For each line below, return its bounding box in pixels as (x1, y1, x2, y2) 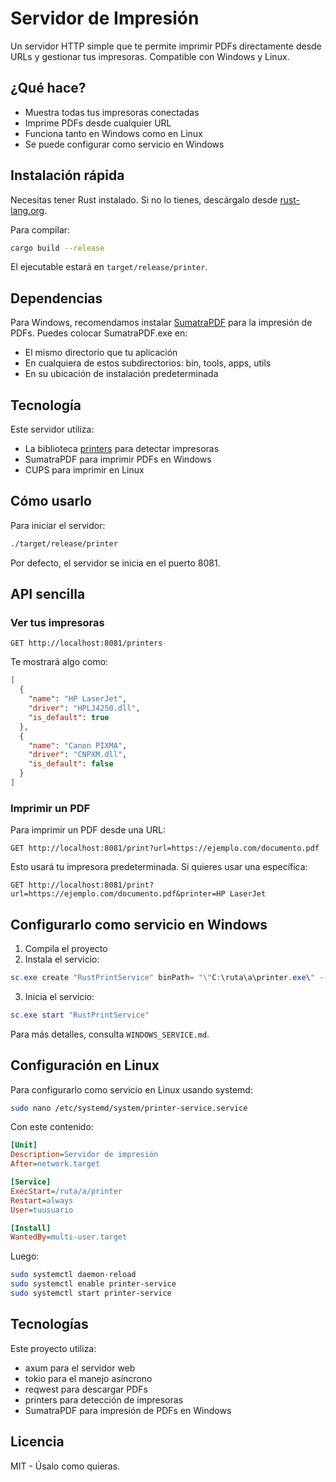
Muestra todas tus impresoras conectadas (24, 106, 200, 118)
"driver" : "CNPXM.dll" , (28, 750, 128, 760)
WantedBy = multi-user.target (10, 1232, 128, 1242)
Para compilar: (10, 223, 71, 236)
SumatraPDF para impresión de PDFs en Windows (24, 1404, 232, 1416)
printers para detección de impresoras (24, 1393, 184, 1406)
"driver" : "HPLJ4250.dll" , (28, 703, 141, 714)
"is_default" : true (28, 712, 110, 722)
